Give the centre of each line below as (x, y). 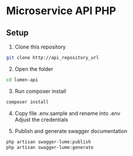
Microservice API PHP (61, 11)
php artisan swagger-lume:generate (50, 147)
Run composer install (40, 91)
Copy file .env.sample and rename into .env (67, 113)
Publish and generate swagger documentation (71, 131)
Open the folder (34, 69)
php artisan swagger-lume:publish (49, 142)
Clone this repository (40, 47)
